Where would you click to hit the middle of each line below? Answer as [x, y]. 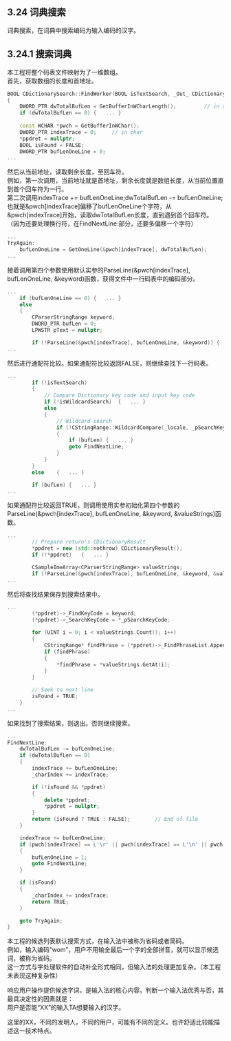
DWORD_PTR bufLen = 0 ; [64, 324]
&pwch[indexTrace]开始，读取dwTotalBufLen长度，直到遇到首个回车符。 [110, 215]
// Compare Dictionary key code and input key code [119, 395]
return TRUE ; [51, 902]
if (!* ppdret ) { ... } [70, 555]
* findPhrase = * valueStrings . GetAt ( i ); [113, 664]
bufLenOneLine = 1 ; [60, 857]
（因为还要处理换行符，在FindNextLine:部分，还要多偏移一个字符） [102, 224]
